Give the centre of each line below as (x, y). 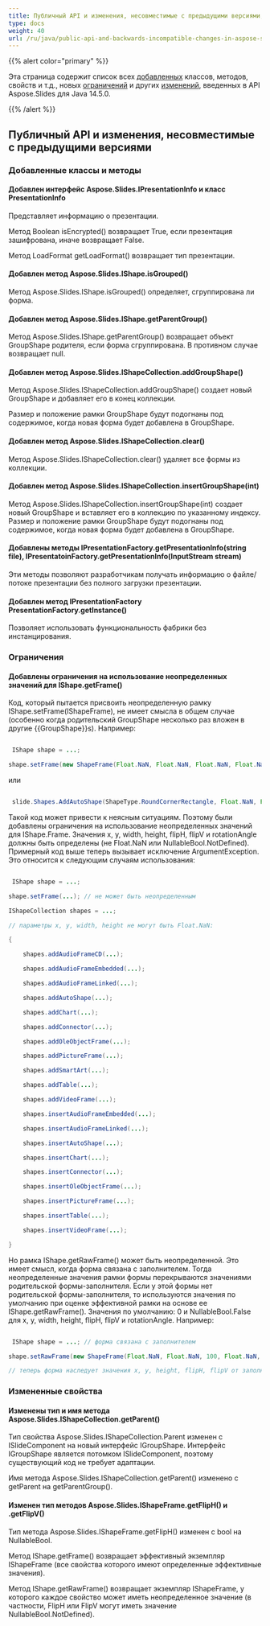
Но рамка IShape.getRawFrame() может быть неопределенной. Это (124, 1260)
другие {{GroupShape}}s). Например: (72, 728)
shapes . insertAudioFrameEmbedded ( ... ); (90, 1114)
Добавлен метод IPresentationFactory (75, 601)
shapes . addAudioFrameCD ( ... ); (74, 954)
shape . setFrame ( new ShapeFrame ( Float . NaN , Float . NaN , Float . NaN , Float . (133, 765)
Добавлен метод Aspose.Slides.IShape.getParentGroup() (108, 319)
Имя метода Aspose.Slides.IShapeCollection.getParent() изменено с (123, 1478)
